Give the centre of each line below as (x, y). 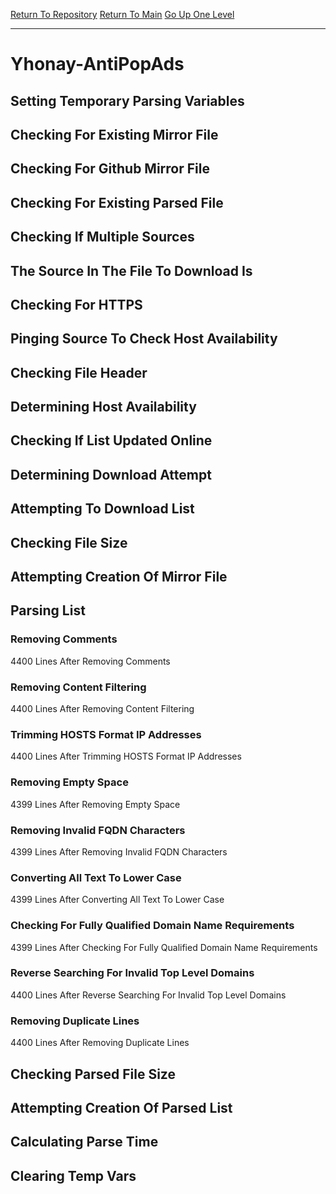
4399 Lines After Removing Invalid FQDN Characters (119, 851)
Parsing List (48, 610)
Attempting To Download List (102, 509)
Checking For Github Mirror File (110, 169)
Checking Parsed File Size (93, 1074)
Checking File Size (69, 542)
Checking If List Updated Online (111, 440)
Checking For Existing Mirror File (114, 134)
